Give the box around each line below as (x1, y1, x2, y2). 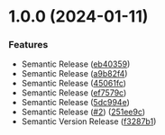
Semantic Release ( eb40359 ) (21, 58, 131, 69)
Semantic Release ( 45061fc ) (21, 78, 127, 89)
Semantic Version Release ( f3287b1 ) (21, 116, 157, 127)
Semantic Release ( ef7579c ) (21, 87, 127, 98)
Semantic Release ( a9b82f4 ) (21, 68, 128, 79)
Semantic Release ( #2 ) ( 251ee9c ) (21, 106, 146, 118)
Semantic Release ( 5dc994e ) (21, 97, 130, 108)
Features (8, 39, 49, 51)
